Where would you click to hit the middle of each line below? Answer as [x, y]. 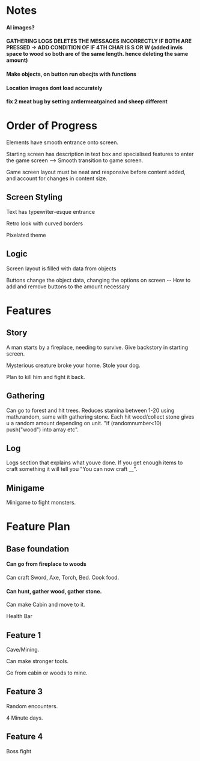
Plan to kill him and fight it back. [46, 377]
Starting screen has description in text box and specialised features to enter [100, 154]
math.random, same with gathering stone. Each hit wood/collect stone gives [100, 417]
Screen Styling [35, 197]
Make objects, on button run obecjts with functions [71, 74]
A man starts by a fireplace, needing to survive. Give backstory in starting [97, 347]
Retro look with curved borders [44, 223]
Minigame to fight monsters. [41, 503]
